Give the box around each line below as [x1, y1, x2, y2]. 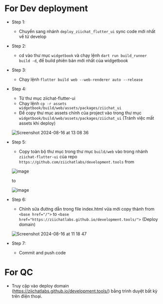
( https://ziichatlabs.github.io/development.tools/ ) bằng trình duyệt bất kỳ [11, 288, 158, 294]
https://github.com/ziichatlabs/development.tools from [18, 159, 135, 164]
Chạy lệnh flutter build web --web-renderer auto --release [18, 76, 143, 82]
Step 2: [11, 43, 26, 49]
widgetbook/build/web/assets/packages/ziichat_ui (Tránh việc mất [18, 115, 154, 121]
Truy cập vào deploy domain [11, 283, 69, 288]
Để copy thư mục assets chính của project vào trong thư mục [18, 110, 142, 116]
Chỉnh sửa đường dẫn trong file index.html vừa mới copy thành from [18, 206, 155, 212]
